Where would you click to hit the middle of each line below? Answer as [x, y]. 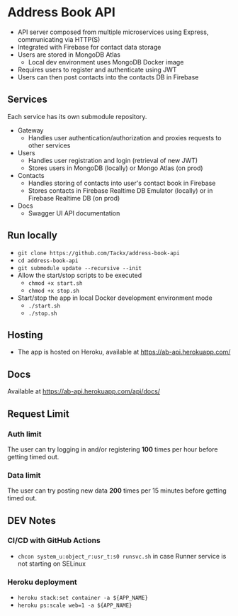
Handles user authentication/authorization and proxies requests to [125, 138]
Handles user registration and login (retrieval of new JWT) [113, 160]
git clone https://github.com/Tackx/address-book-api [98, 253]
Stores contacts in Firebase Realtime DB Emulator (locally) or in [120, 190]
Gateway [30, 130]
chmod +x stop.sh [54, 291]
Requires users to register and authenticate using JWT [97, 69]
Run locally [33, 236]
